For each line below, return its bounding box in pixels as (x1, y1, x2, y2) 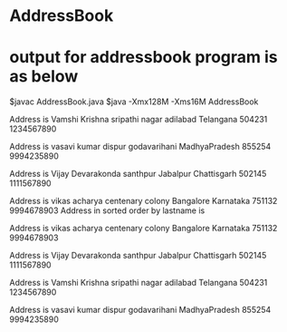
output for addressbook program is (9, 47, 278, 68)
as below (9, 66, 79, 87)
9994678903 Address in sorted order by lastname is (9, 205, 206, 216)
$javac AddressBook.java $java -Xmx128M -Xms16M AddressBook (9, 96, 259, 107)
